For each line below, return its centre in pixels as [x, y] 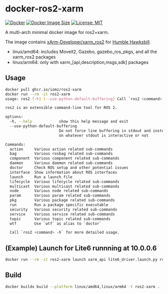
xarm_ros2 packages [34, 57]
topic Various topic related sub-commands [60, 219]
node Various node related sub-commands [59, 191]
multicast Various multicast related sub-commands [65, 186]
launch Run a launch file [41, 177]
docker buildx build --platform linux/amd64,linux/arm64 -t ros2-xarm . [82, 286]
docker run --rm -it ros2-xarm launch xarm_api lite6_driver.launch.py [81, 260]
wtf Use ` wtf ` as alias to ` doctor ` [55, 223]
